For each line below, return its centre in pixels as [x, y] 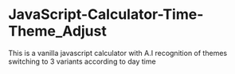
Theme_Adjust [58, 31]
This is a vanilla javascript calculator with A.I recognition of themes [118, 53]
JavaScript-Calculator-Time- [106, 15]
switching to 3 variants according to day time [82, 61]
